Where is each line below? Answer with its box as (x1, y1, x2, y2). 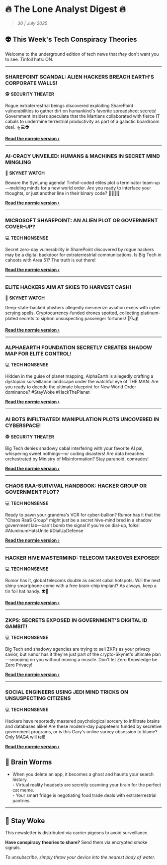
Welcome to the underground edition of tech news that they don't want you (5, 51, 159, 57)
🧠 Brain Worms (5, 758, 52, 767)
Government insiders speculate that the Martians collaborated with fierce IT (5, 113, 160, 119)
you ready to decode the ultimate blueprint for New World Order (5, 384, 137, 390)
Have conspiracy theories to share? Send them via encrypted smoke (5, 839, 148, 846)
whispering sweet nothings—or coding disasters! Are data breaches (5, 450, 145, 456)
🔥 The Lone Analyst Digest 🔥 (5, 3, 126, 15)
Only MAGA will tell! (5, 734, 46, 740)
